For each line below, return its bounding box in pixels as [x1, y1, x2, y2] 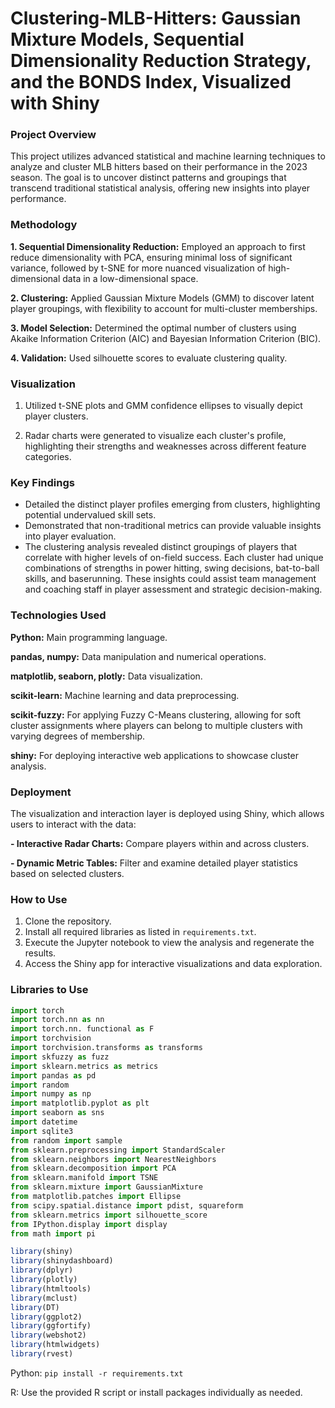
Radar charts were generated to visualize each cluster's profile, [24, 430, 287, 442]
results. [24, 947, 57, 959]
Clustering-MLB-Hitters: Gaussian [10, 7, 302, 30]
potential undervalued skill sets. [24, 509, 157, 521]
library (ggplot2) [10, 1312, 83, 1322]
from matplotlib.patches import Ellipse [10, 1192, 182, 1202]
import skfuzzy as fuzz [10, 1052, 110, 1062]
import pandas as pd [10, 1070, 97, 1081]
